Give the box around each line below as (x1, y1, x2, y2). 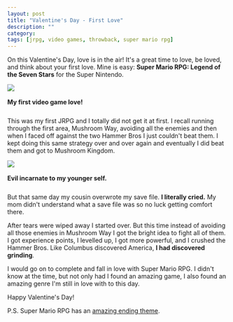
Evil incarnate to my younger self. (7, 174, 107, 183)
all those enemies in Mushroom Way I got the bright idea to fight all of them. (7, 229, 226, 237)
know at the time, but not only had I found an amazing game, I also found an (7, 272, 227, 281)
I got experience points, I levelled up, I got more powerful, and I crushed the (7, 236, 226, 245)
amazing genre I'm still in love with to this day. (7, 279, 140, 288)
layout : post (7, 10, 45, 17)
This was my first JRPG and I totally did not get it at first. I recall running (7, 117, 214, 125)
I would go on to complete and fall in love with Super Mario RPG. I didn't (7, 265, 215, 273)
